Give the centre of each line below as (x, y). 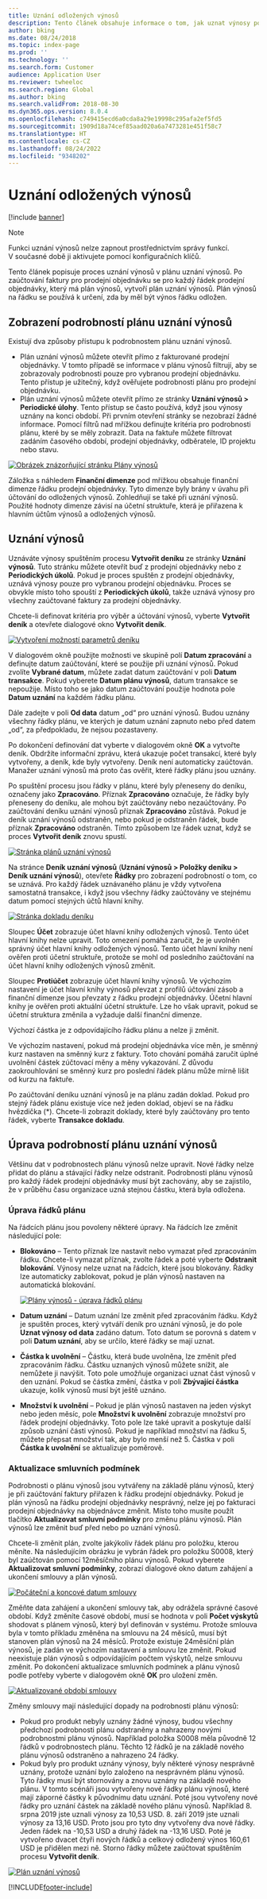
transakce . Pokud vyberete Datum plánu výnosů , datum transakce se (123, 680)
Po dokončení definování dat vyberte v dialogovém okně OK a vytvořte (124, 745)
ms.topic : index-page (44, 45)
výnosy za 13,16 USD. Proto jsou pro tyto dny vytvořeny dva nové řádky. (137, 1823)
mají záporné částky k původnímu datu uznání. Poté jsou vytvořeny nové (139, 1797)
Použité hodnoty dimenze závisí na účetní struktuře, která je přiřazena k (126, 506)
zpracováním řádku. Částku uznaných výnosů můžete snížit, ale (124, 1364)
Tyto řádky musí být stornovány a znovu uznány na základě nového (130, 1781)
